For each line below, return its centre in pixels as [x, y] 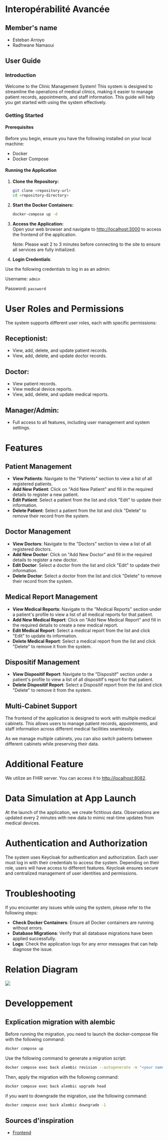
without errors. [28, 928]
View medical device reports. [42, 389]
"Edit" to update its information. [45, 636]
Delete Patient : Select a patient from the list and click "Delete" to [79, 510]
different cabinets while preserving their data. [52, 744]
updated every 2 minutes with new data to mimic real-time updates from [79, 818]
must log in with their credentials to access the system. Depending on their [82, 863]
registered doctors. [32, 549]
